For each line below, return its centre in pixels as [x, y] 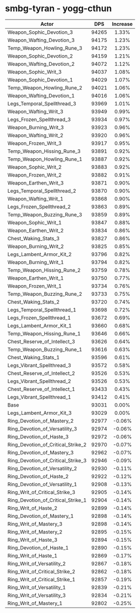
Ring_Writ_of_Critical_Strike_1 [41, 579]
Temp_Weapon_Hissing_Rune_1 [44, 333]
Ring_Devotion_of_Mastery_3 [41, 452]
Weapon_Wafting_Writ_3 [35, 111]
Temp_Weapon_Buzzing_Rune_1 [45, 349]
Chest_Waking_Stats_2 [34, 302]
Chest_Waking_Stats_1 [34, 357]
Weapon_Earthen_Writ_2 [36, 230]
